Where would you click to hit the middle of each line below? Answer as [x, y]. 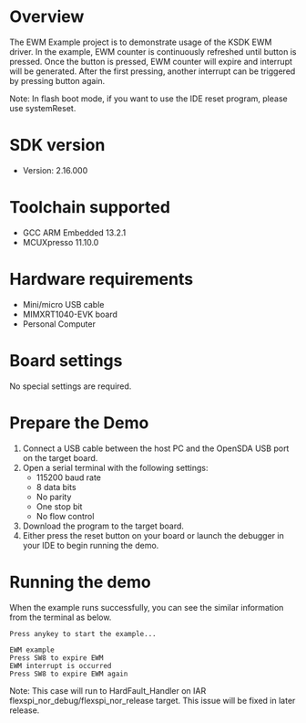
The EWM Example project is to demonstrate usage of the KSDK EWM [141, 42]
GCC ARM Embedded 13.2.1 [74, 232]
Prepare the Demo [79, 423]
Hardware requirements [102, 279]
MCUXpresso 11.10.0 [61, 242]
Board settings [66, 360]
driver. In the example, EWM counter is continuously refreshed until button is [153, 51]
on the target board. [60, 457]
